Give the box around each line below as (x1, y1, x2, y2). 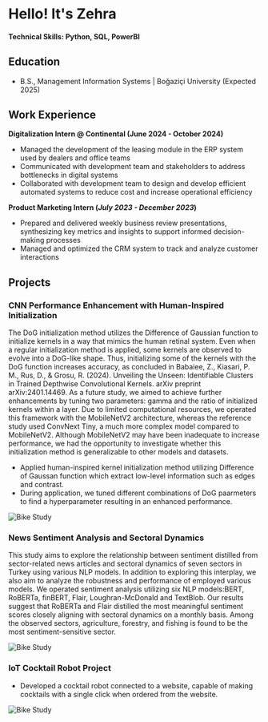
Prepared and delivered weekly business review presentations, (19, 218, 227, 228)
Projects (8, 276, 51, 289)
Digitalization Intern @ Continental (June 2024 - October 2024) (8, 129, 224, 139)
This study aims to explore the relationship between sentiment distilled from (8, 551, 258, 560)
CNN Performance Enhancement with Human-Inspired (8, 300, 225, 311)
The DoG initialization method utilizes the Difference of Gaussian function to (8, 328, 258, 337)
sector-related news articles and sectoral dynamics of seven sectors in (8, 559, 242, 569)
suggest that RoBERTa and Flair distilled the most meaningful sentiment (8, 602, 244, 611)
